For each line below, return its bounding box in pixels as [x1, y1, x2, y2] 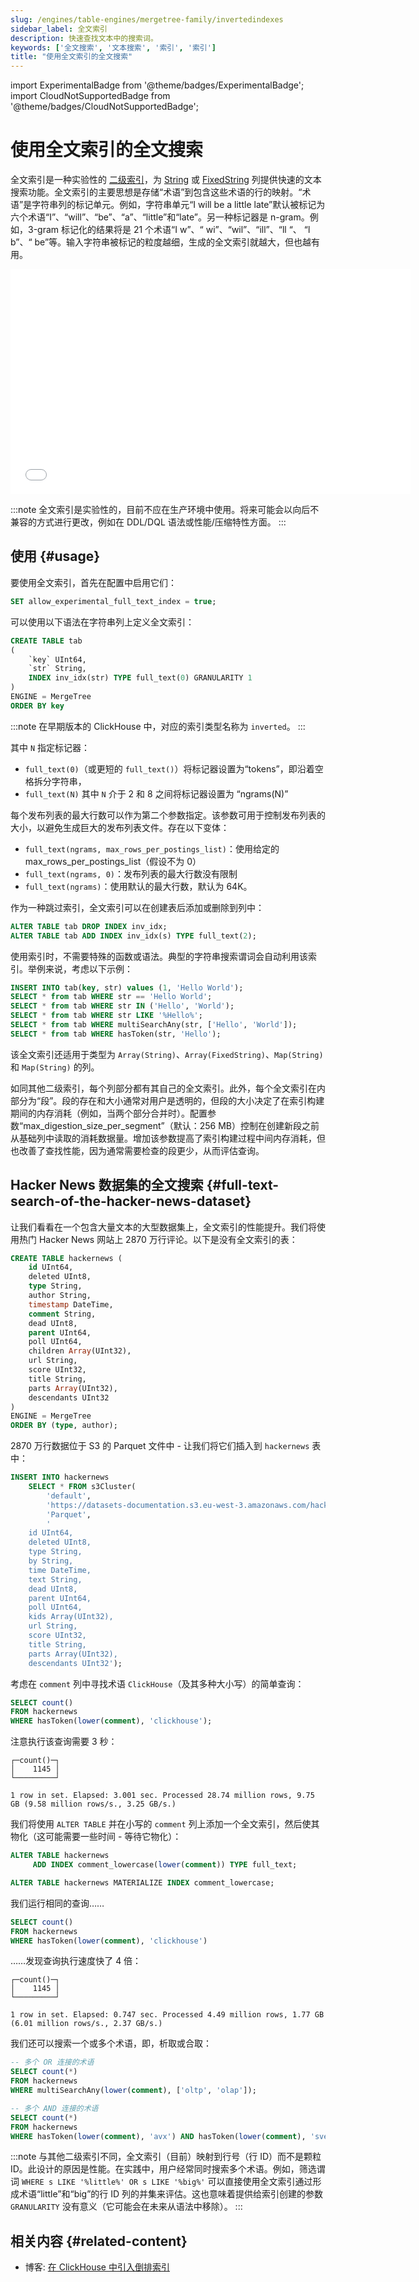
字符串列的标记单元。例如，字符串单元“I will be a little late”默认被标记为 [31, 199, 326, 211]
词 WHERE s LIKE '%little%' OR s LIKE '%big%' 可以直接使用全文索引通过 [10, 2176, 313, 2188]
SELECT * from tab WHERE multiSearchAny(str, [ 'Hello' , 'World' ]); [10, 1020, 298, 1030]
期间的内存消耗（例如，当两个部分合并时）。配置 [10, 1107, 208, 1119]
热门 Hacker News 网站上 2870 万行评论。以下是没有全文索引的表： [18, 1233, 298, 1245]
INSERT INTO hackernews [10, 1472, 110, 1483]
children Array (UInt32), [28, 1346, 132, 1356]
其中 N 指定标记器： [10, 741, 91, 753]
